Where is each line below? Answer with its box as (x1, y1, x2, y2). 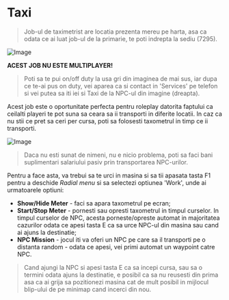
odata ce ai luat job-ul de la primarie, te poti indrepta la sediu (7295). (23, 34, 217, 42)
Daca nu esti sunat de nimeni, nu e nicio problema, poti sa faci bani (23, 151, 213, 159)
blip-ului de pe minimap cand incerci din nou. (23, 285, 152, 293)
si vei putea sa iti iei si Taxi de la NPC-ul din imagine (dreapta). (23, 89, 200, 97)
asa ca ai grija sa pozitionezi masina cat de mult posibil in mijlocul (23, 277, 209, 286)
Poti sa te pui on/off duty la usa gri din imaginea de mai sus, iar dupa (23, 74, 217, 83)
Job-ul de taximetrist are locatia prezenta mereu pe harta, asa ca (23, 27, 207, 36)
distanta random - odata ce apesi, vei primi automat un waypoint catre (16, 242, 215, 251)
